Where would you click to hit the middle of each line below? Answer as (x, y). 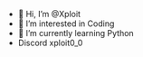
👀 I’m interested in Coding (66, 24)
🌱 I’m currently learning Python (76, 33)
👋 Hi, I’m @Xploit (49, 14)
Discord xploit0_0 (50, 43)
